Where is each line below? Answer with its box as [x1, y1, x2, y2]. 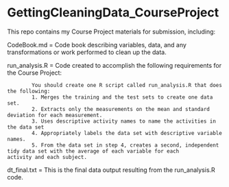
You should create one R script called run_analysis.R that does [32, 82, 223, 88]
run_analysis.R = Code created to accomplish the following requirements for [7, 61, 221, 69]
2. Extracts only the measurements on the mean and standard [32, 105, 210, 112]
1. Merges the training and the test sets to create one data [32, 94, 213, 101]
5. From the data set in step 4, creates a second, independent [32, 142, 219, 149]
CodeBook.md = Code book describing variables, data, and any [7, 40, 187, 49]
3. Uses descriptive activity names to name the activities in [32, 118, 216, 125]
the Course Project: [7, 68, 62, 77]
